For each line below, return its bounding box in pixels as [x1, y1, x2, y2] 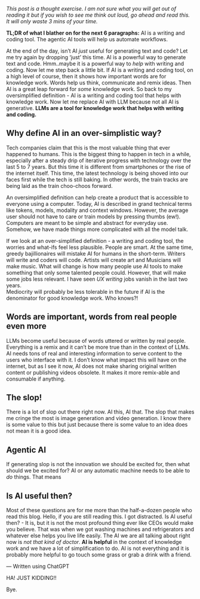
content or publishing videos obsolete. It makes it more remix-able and [6, 369, 180, 376]
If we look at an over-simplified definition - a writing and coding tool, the [6, 237, 184, 244]
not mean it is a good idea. [6, 427, 72, 434]
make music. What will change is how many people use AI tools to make [6, 263, 183, 270]
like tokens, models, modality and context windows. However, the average [6, 206, 189, 214]
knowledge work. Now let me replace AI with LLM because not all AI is [6, 98, 179, 105]
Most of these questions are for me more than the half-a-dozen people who [6, 507, 192, 514]
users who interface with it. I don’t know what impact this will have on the [6, 356, 187, 363]
